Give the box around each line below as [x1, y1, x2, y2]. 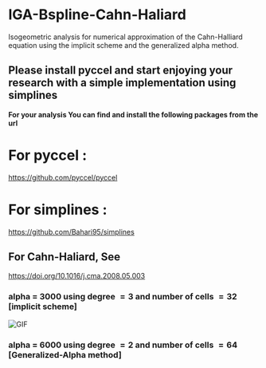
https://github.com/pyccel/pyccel [8, 172, 118, 182]
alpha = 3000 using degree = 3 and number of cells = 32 [8, 291, 237, 303]
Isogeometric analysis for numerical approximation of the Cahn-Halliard [8, 32, 243, 42]
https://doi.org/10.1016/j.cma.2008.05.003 [8, 271, 146, 281]
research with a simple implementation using [8, 76, 237, 89]
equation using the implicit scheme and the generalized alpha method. [8, 40, 239, 49]
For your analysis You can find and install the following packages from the [8, 109, 259, 119]
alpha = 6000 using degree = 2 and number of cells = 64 [8, 339, 237, 350]
